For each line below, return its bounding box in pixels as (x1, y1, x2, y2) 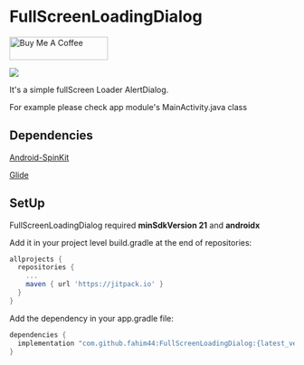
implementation (17, 339, 75, 348)
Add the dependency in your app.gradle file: (9, 313, 175, 323)
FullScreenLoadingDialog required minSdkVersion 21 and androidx (9, 220, 261, 230)
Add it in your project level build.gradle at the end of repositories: (9, 237, 252, 248)
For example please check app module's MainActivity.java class (9, 101, 247, 112)
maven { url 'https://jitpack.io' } (25, 280, 165, 289)
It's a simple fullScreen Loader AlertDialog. (9, 84, 169, 95)
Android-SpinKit (9, 152, 70, 163)
